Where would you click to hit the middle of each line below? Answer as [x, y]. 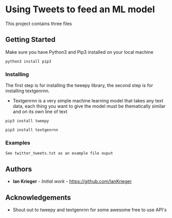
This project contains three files [39, 24]
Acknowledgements [38, 197]
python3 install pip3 [28, 61]
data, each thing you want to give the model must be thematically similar [89, 106]
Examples [18, 143]
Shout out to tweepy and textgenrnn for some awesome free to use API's [90, 210]
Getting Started [30, 40]
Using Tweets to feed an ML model [80, 9]
